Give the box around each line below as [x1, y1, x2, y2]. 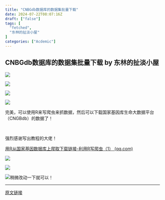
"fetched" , [9, 25, 32, 30]
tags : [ [5, 21, 21, 26]
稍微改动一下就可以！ [10, 175, 53, 180]
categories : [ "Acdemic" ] [5, 39, 56, 44]
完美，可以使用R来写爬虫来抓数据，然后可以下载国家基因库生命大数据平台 [5, 109, 155, 115]
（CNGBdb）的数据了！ [5, 115, 53, 121]
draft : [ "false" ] [5, 16, 41, 21]
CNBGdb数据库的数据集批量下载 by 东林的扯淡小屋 [5, 58, 160, 67]
